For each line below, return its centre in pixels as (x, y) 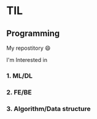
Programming (33, 33)
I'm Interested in (27, 60)
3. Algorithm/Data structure (49, 109)
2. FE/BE (19, 92)
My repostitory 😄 (29, 48)
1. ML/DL (19, 75)
